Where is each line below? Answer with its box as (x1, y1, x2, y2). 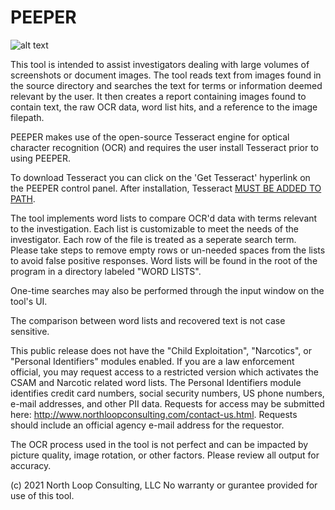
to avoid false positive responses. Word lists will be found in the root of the (10, 254, 318, 266)
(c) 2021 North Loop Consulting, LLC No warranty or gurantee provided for (10, 479, 318, 491)
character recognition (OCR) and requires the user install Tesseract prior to (10, 141, 319, 153)
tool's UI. (10, 295, 48, 307)
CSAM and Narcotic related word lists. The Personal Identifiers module (10, 376, 302, 388)
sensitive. (10, 325, 50, 337)
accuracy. (10, 459, 52, 471)
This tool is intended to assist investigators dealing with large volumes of (10, 58, 310, 70)
